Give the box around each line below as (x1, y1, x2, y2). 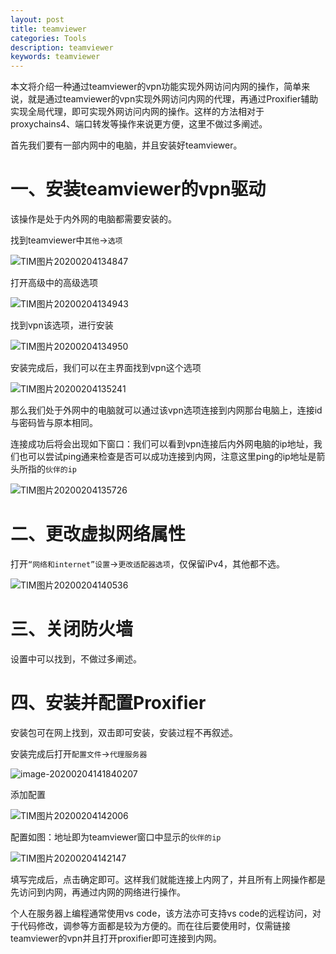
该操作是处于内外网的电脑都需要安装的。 (10, 213, 177, 225)
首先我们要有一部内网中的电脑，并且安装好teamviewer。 (10, 139, 243, 151)
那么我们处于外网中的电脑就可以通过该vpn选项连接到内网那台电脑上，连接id (10, 404, 323, 416)
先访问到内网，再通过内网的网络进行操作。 (10, 886, 186, 898)
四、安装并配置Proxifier (10, 692, 207, 715)
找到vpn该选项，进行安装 (10, 319, 114, 331)
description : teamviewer (10, 42, 114, 53)
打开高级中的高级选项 (10, 277, 98, 289)
